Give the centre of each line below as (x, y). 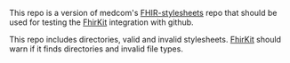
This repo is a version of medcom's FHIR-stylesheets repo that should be (143, 13)
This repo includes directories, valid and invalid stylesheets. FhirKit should (145, 39)
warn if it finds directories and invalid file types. (97, 49)
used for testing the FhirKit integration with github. (101, 22)
